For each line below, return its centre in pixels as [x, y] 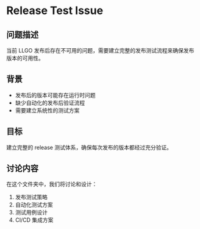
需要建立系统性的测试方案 [47, 110]
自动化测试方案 [34, 205]
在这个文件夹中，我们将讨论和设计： [52, 184]
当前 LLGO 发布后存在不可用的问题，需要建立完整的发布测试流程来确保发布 [100, 50]
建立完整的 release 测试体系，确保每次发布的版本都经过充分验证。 [89, 147]
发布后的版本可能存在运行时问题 [55, 95]
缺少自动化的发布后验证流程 [50, 103]
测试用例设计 [31, 213]
